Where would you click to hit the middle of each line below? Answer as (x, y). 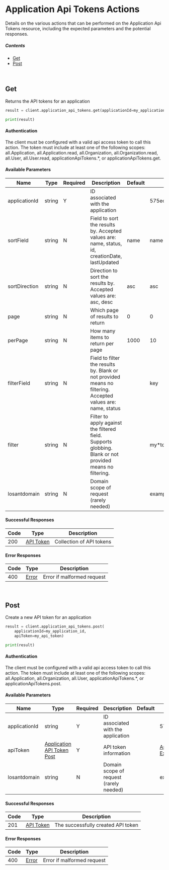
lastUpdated (105, 262)
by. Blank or (104, 370)
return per (102, 343)
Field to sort (104, 218)
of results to (104, 317)
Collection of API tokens (83, 542)
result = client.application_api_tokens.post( (55, 627)
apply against (106, 423)
